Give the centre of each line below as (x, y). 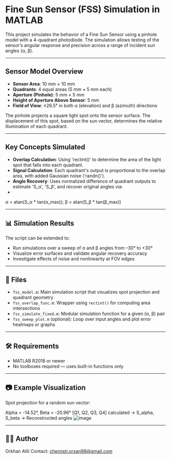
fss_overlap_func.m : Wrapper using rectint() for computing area (81, 303)
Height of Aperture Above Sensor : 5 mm (56, 100)
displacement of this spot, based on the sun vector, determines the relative (84, 120)
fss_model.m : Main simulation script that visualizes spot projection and (86, 292)
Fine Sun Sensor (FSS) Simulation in (83, 9)
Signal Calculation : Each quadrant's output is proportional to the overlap (89, 170)
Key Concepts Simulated (45, 147)
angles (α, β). (19, 51)
